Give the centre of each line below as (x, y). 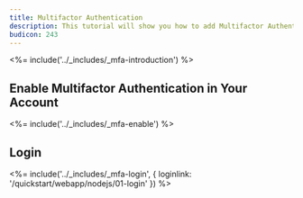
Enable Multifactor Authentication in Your (129, 88)
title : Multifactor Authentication (76, 18)
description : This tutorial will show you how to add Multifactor (137, 26)
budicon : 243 (34, 34)
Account (34, 102)
